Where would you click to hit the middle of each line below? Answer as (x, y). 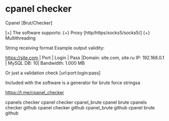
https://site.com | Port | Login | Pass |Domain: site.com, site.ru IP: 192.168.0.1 (85, 57)
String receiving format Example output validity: (55, 48)
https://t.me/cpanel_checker (35, 92)
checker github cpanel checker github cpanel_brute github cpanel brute (80, 107)
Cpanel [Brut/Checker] (29, 23)
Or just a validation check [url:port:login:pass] (53, 73)
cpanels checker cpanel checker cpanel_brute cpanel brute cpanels (76, 102)
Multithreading (20, 38)
